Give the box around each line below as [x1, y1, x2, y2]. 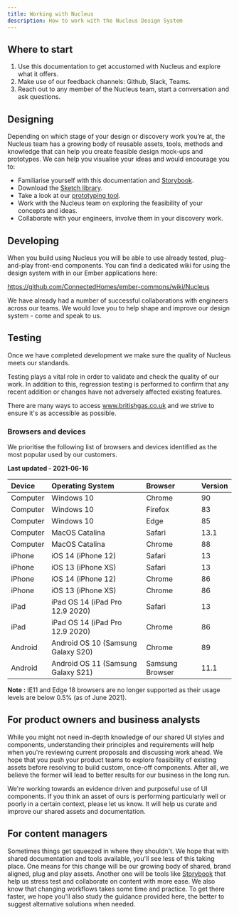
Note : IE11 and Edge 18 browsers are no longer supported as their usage [7, 686, 221, 694]
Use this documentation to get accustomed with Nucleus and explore [17, 62, 221, 71]
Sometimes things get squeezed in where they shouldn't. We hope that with [7, 847, 229, 855]
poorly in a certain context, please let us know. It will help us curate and [7, 799, 218, 808]
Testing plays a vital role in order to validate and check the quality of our [7, 372, 219, 381]
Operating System [51, 481, 115, 491]
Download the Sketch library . [17, 184, 103, 192]
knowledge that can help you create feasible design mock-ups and [7, 147, 203, 156]
